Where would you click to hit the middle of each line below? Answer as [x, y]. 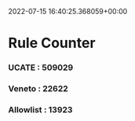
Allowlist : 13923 [40, 109]
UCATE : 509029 [41, 68]
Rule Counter [52, 43]
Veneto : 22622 [38, 89]
